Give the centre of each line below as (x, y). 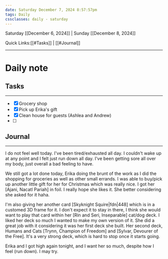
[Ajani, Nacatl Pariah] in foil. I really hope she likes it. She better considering (83, 189)
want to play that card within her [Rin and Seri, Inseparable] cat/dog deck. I (82, 215)
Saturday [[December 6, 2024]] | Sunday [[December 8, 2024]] (70, 33)
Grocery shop (33, 103)
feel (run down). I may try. (32, 251)
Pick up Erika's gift (38, 109)
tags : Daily (17, 14)
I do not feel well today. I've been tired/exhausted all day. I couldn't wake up (83, 153)
